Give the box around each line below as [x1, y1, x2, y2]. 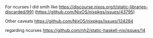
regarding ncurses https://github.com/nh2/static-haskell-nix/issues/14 [5, 28, 146, 33]
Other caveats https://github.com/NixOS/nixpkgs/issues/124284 [5, 19, 134, 24]
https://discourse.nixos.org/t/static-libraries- [58, 4, 148, 9]
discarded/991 [5, 9, 34, 15]
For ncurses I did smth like [5, 4, 58, 9]
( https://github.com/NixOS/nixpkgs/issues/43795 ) [34, 9, 135, 15]
